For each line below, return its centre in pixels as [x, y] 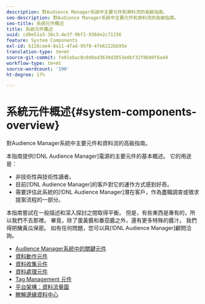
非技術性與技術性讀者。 [45, 177]
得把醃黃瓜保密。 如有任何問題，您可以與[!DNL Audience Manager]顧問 [96, 228]
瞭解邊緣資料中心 [37, 295]
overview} [33, 125]
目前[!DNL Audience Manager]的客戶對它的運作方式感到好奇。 [94, 185]
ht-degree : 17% [26, 75]
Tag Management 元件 [43, 280]
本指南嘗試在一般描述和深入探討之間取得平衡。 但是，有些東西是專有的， [98, 213]
